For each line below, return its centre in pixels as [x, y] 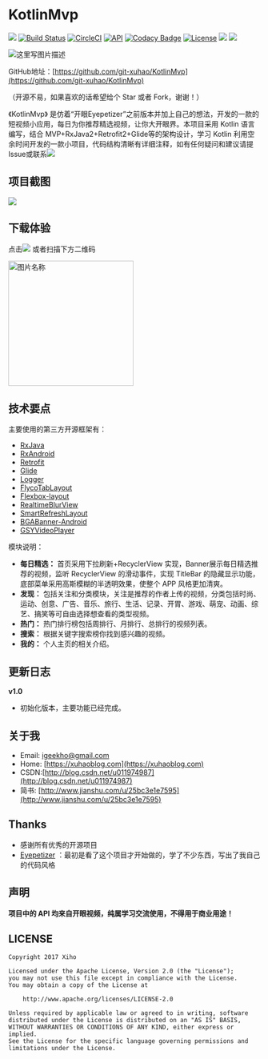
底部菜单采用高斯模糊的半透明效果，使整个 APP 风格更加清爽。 [124, 584]
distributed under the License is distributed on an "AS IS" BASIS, [125, 1021]
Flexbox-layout [44, 496]
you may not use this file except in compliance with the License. [123, 978]
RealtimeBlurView [49, 505]
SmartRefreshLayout [54, 513]
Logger [32, 479]
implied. [23, 1034]
